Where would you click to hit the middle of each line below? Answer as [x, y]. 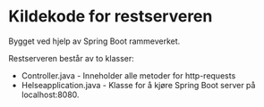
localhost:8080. [50, 95]
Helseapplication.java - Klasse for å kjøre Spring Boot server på [138, 85]
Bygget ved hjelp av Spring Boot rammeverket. [94, 41]
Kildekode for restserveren [111, 16]
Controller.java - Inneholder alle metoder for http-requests [128, 75]
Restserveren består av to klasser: [72, 58]
